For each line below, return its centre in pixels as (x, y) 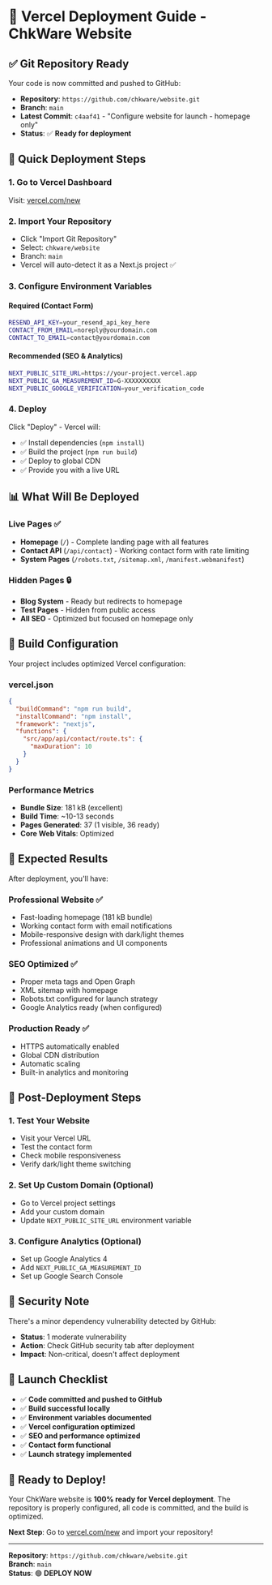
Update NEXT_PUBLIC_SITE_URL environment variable (106, 1220)
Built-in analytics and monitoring (74, 1072)
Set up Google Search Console (72, 1276)
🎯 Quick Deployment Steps (77, 159)
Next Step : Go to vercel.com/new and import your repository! (110, 1532)
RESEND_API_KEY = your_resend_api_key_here (79, 323)
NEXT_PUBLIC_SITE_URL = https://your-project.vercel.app (103, 373)
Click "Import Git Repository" (68, 238)
